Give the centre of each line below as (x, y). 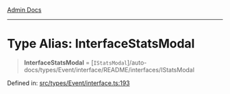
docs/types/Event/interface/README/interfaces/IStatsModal (109, 69)
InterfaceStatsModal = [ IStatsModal (76, 62)
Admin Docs (24, 10)
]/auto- (137, 62)
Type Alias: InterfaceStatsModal (101, 44)
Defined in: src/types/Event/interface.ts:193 (68, 83)
